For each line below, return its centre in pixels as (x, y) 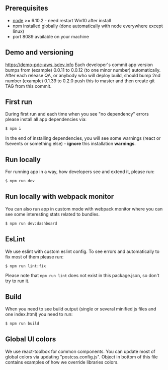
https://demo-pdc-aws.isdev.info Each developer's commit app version (79, 65)
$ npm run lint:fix (26, 266)
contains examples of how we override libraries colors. (62, 362)
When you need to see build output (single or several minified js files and (81, 309)
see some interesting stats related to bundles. (53, 214)
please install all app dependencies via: (46, 119)
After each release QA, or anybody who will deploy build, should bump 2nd (83, 75)
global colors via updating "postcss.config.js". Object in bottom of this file (82, 357)
